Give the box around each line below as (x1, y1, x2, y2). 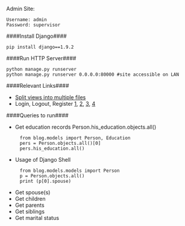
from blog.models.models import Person (19, 168, 120, 174)
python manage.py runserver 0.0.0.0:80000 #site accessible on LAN (6, 72, 180, 78)
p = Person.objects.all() (19, 173, 85, 179)
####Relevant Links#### (6, 82, 69, 89)
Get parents (14, 201, 45, 209)
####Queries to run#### (6, 112, 69, 119)
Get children (14, 195, 46, 202)
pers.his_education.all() (19, 145, 85, 151)
